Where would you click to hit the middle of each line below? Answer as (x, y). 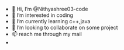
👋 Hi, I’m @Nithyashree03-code (50, 9)
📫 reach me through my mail (46, 34)
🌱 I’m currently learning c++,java (51, 21)
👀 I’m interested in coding (42, 15)
